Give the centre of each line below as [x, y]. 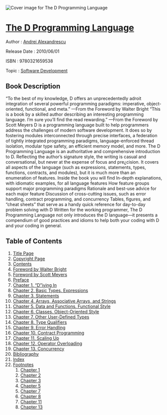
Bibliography [26, 354]
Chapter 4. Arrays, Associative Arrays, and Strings [64, 301]
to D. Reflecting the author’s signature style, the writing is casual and [76, 157]
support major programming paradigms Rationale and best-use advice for [81, 188]
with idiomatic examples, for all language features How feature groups [78, 183]
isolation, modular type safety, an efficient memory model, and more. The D [83, 146]
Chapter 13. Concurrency [39, 349]
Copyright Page [29, 258]
